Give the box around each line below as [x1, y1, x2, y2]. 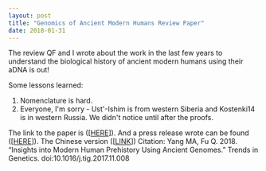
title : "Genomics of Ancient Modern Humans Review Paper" [8, 19, 205, 27]
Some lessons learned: [8, 80, 84, 90]
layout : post [8, 11, 52, 20]
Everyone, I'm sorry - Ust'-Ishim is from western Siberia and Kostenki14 [19, 104, 256, 114]
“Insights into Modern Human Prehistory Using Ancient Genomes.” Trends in [8, 145, 259, 155]
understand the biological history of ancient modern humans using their [8, 56, 244, 66]
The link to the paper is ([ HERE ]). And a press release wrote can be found [8, 128, 249, 138]
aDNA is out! [8, 65, 50, 75]
